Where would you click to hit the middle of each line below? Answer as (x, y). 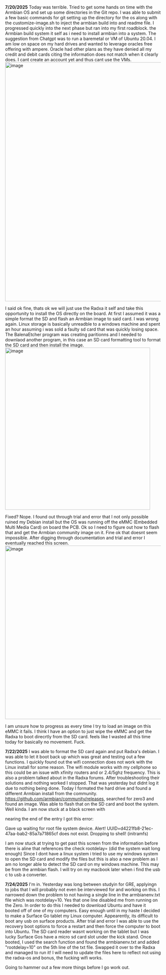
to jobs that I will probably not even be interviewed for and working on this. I (82, 890)
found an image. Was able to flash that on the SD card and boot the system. (82, 804)
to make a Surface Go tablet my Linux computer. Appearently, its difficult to (82, 916)
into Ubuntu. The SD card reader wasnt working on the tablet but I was (77, 932)
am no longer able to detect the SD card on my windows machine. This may (82, 864)
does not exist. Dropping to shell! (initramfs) (104, 834)
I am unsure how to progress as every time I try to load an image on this (78, 726)
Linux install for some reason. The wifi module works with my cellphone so (81, 767)
